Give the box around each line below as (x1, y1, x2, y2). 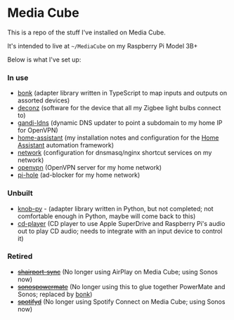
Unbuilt (7, 188, 33, 198)
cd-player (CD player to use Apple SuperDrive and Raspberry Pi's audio (17, 219, 226, 227)
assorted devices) (17, 96, 70, 105)
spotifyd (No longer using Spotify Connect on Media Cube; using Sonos (17, 297, 226, 306)
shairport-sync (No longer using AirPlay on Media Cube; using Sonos (17, 267, 218, 276)
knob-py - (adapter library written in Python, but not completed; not (17, 204, 214, 213)
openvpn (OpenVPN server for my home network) (17, 164, 162, 172)
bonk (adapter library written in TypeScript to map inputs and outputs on (17, 89, 227, 98)
